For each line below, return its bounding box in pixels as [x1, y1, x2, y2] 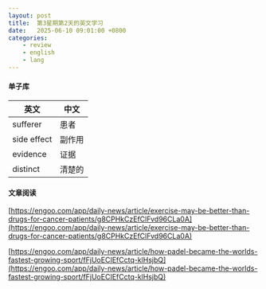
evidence [12, 149, 47, 160]
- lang [22, 57, 45, 64]
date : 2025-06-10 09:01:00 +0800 [8, 26, 127, 34]
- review [22, 41, 52, 49]
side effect [12, 134, 53, 145]
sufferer [12, 119, 42, 130]
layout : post [8, 11, 52, 20]
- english [22, 49, 56, 57]
